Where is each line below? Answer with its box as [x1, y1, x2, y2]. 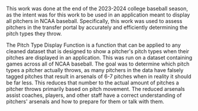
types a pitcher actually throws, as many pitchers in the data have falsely [6, 67, 184, 73]
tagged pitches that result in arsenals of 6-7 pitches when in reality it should [6, 73, 191, 80]
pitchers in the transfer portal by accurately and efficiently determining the [6, 24, 188, 31]
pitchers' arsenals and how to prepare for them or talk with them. [6, 98, 164, 105]
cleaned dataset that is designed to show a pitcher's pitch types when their [6, 48, 190, 55]
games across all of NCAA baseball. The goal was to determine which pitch [6, 60, 190, 67]
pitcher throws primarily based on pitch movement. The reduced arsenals [6, 86, 185, 92]
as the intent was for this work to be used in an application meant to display [6, 11, 190, 18]
